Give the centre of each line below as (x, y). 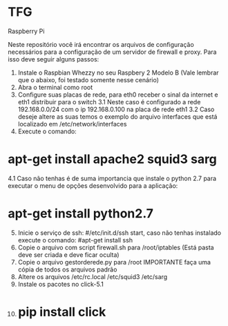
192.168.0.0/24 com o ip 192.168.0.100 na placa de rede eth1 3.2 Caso (116, 109)
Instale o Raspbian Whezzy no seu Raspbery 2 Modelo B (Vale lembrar (118, 73)
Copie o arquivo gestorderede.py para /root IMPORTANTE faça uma (114, 262)
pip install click (62, 312)
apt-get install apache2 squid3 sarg (112, 159)
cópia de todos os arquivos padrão (67, 269)
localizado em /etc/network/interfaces (72, 124)
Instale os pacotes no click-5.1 (61, 284)
